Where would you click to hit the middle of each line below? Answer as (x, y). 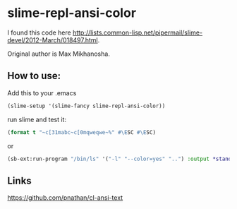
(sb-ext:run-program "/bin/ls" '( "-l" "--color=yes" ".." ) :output (109, 159)
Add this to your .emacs (42, 92)
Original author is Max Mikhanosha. (59, 54)
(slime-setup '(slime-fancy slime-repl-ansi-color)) (86, 106)
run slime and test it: (37, 119)
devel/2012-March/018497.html (53, 40)
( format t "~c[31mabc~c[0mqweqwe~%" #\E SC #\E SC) (82, 132)
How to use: (34, 76)
